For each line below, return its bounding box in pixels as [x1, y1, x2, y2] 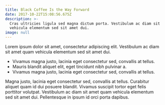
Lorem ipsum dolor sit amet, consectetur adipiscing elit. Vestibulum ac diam [5, 44, 160, 49]
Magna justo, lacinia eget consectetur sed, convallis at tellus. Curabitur [5, 78, 150, 84]
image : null [5, 30, 30, 35]
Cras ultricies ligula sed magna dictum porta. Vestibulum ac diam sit [9, 21, 161, 26]
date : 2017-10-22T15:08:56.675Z [5, 12, 72, 17]
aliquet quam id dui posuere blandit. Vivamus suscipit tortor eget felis [5, 84, 147, 89]
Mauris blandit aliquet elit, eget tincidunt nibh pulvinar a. [12, 64, 127, 70]
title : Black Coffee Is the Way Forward [5, 7, 90, 12]
